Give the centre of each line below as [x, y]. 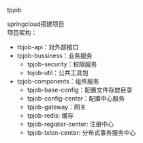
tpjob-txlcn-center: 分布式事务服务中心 [81, 132]
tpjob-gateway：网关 [57, 107]
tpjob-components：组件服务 [58, 81]
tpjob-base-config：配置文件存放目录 [80, 90]
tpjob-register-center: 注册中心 [70, 124]
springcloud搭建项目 [36, 24]
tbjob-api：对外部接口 [48, 47]
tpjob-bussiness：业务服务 [54, 55]
